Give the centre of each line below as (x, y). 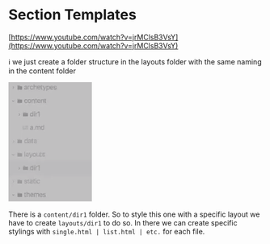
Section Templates (73, 15)
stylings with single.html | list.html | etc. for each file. (107, 231)
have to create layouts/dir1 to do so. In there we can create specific (123, 222)
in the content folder (42, 71)
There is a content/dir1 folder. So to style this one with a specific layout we (134, 214)
